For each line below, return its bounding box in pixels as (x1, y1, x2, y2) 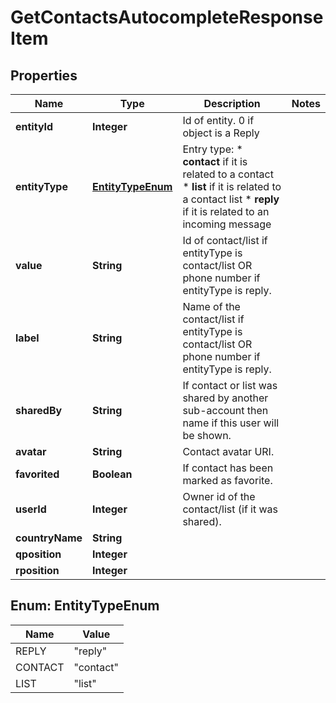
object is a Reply (182, 126, 260, 140)
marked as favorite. (182, 474, 273, 487)
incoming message (182, 217, 272, 231)
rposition (15, 564, 60, 577)
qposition (15, 547, 62, 561)
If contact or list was (182, 379, 278, 392)
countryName (15, 531, 83, 545)
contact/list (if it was (182, 502, 279, 516)
